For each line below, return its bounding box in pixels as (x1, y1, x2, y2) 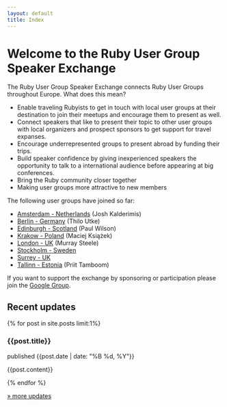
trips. (16, 147, 32, 155)
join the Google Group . (7, 281, 71, 289)
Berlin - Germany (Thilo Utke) (16, 217, 101, 226)
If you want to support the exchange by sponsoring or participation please (7, 274, 217, 283)
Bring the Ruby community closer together (16, 176, 137, 185)
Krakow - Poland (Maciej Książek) (16, 232, 113, 240)
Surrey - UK (16, 254, 51, 262)
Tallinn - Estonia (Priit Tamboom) (16, 261, 109, 269)
